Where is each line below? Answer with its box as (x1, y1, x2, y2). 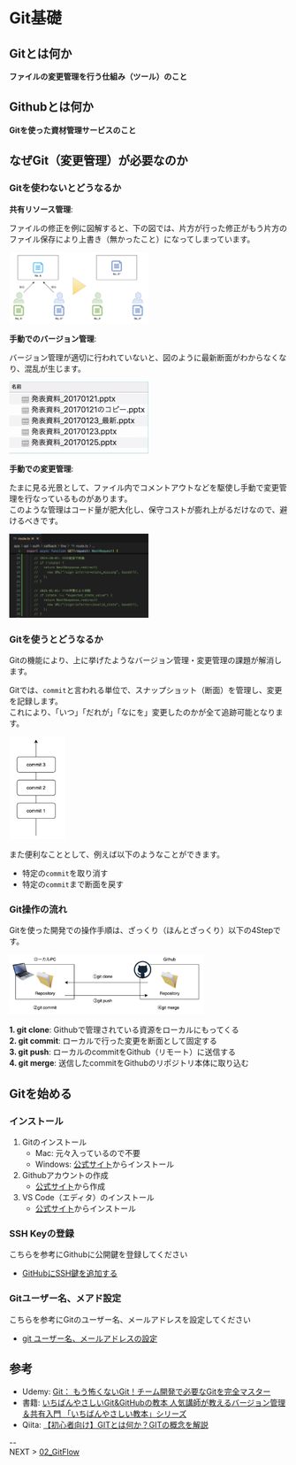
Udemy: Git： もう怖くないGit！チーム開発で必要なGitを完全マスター (21, 1386, 271, 1397)
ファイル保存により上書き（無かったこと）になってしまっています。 (9, 234, 255, 244)
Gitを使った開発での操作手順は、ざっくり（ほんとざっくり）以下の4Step (9, 925, 274, 936)
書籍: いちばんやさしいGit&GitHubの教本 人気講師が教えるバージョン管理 (21, 1398, 286, 1408)
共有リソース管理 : (9, 204, 73, 214)
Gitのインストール (21, 1137, 87, 1147)
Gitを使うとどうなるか (9, 633, 103, 645)
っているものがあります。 (39, 493, 133, 504)
